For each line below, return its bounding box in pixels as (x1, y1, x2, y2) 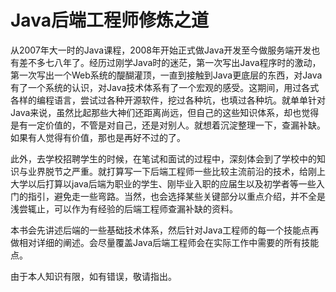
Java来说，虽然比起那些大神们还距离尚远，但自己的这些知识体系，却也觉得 (10, 106, 320, 118)
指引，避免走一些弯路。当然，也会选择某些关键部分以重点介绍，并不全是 (27, 190, 326, 202)
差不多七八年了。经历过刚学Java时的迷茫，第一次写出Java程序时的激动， (18, 56, 322, 68)
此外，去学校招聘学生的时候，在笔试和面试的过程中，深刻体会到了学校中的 (10, 152, 317, 165)
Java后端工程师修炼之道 (10, 9, 209, 32)
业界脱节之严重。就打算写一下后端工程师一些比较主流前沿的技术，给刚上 (27, 165, 326, 177)
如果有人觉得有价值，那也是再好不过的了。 (10, 131, 186, 143)
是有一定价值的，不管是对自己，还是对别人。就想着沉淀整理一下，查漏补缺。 (10, 119, 326, 131)
